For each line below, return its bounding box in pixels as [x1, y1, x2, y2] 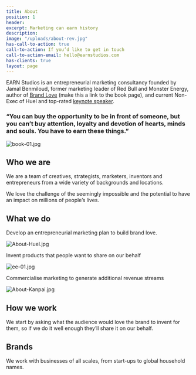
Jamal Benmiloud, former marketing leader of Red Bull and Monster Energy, [6, 86, 189, 93]
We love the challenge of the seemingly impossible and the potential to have [6, 190, 191, 197]
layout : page [6, 63, 38, 69]
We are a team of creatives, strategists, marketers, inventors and [6, 173, 163, 180]
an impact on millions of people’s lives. [6, 197, 100, 204]
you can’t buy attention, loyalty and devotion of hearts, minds [6, 120, 186, 128]
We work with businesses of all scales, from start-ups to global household [6, 357, 185, 364]
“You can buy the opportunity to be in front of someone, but [6, 112, 180, 121]
